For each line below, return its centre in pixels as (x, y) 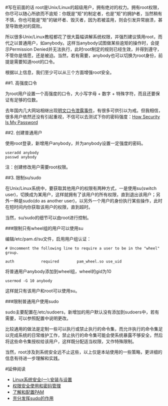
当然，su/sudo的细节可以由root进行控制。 (48, 217)
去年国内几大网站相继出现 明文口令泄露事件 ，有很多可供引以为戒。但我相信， (84, 110)
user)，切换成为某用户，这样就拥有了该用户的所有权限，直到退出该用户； (81, 194)
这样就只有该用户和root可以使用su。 (42, 291)
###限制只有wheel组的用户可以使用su (44, 228)
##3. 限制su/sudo (23, 177)
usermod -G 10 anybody (29, 281)
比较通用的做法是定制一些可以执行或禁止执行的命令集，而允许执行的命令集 (82, 329)
